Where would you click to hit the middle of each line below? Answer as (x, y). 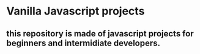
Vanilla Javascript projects (76, 11)
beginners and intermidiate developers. (83, 43)
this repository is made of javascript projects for (100, 34)
